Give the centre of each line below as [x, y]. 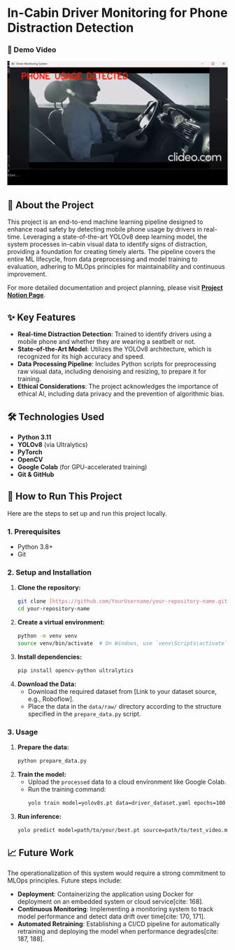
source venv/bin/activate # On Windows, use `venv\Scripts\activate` [122, 643]
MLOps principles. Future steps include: [65, 881]
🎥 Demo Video [32, 50]
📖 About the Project [51, 205]
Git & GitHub [36, 474]
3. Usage [23, 732]
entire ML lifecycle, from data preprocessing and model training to [102, 259]
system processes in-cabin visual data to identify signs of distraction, [107, 244]
